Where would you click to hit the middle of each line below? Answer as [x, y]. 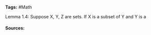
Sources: [15, 28]
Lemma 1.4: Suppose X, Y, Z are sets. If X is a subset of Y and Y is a [76, 17]
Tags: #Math [18, 7]
